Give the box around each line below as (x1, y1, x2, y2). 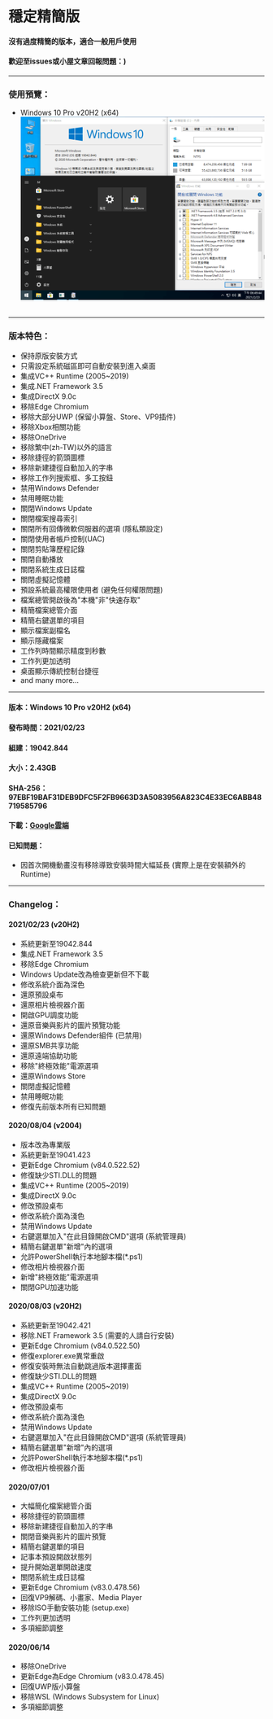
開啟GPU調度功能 (19, 1010, 79, 1020)
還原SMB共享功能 (19, 1040, 80, 1050)
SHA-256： (8, 783, 48, 793)
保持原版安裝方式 (19, 351, 78, 361)
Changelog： (8, 899, 62, 910)
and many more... (19, 675, 80, 685)
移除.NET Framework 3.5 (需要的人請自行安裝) (19, 1331, 175, 1341)
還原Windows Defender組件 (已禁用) (19, 1030, 142, 1040)
